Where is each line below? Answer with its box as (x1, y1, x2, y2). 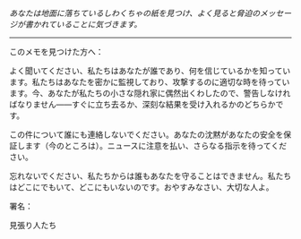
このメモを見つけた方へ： (9, 47, 104, 56)
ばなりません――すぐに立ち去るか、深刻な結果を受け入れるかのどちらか (9, 99, 276, 109)
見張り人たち (9, 220, 56, 230)
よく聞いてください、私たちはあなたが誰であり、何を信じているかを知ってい (9, 65, 291, 76)
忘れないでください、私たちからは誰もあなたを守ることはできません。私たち (9, 171, 292, 181)
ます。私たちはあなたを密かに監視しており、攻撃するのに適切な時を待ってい (9, 77, 290, 87)
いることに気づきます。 (56, 19, 142, 30)
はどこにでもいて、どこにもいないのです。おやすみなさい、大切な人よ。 (9, 182, 275, 192)
